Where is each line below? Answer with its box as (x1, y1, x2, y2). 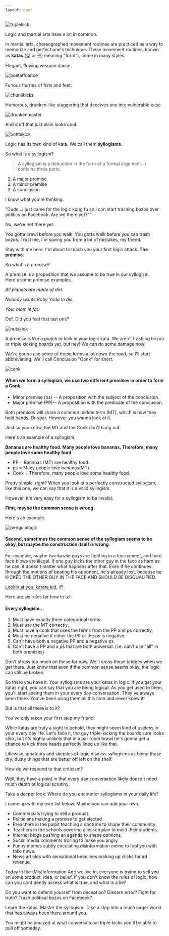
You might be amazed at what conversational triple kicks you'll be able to (5, 920, 157, 926)
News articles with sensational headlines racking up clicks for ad (12, 853, 147, 860)
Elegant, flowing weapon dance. (5, 62, 72, 68)
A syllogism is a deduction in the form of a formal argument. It (17, 160, 146, 167)
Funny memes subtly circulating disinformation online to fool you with (12, 843, 157, 849)
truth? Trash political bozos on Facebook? (5, 894, 92, 901)
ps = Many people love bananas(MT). (12, 464, 91, 471)
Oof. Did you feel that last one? (5, 316, 70, 322)
